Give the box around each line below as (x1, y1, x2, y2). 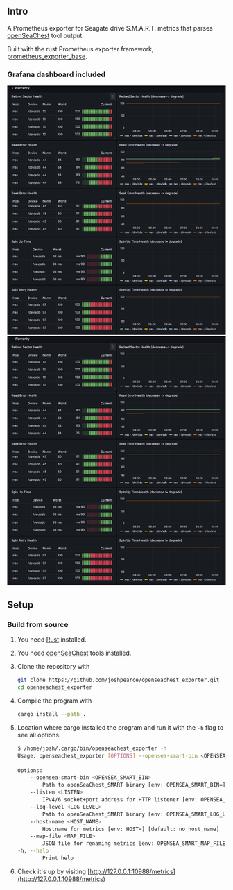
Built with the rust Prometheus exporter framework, (7, 44, 154, 53)
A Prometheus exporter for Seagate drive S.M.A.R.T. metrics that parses (7, 24, 213, 32)
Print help (42, 855, 74, 862)
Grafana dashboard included (7, 69, 106, 79)
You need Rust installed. (17, 635, 87, 644)
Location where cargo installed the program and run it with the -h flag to (17, 723, 224, 731)
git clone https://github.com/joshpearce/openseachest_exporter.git (17, 676, 220, 684)
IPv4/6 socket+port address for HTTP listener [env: (42, 796, 198, 803)
